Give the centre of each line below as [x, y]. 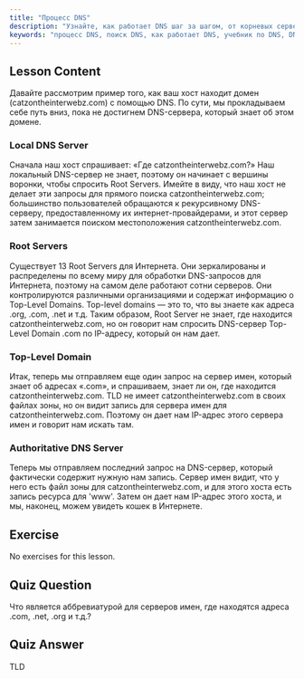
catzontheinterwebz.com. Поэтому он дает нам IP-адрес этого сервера [146, 415]
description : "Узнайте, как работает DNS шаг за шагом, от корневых [141, 26]
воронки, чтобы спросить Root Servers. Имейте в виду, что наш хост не [148, 184]
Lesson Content [55, 71]
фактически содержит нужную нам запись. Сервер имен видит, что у [144, 477]
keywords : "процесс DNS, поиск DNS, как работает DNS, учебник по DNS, [147, 34]
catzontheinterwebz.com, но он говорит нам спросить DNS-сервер [138, 323]
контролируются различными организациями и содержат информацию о [152, 294]
